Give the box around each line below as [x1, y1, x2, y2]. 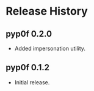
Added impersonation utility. [14, 45, 86, 52]
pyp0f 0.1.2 [5, 62, 50, 73]
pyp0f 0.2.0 [5, 29, 52, 39]
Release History [5, 4, 88, 18]
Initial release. [14, 78, 50, 86]
